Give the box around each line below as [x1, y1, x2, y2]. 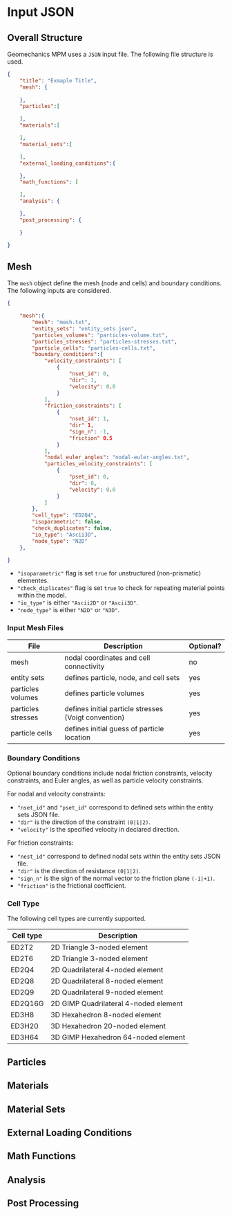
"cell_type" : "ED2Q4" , [32, 512, 97, 519]
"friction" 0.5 [68, 434, 113, 442]
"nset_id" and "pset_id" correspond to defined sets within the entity [17, 803, 214, 812]
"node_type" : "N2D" [32, 537, 88, 544]
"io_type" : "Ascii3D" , [32, 531, 97, 538]
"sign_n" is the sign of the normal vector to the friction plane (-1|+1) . [17, 874, 215, 883]
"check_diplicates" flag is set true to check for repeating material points [17, 584, 226, 592]
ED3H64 [10, 1032, 39, 1042]
